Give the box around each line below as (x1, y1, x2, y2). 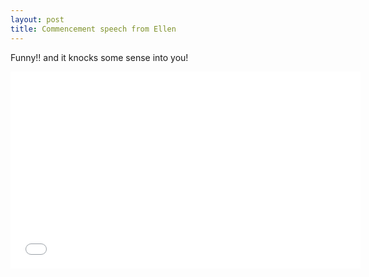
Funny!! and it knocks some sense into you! (10, 51, 189, 63)
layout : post (10, 14, 65, 25)
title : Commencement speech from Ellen (10, 24, 177, 34)
